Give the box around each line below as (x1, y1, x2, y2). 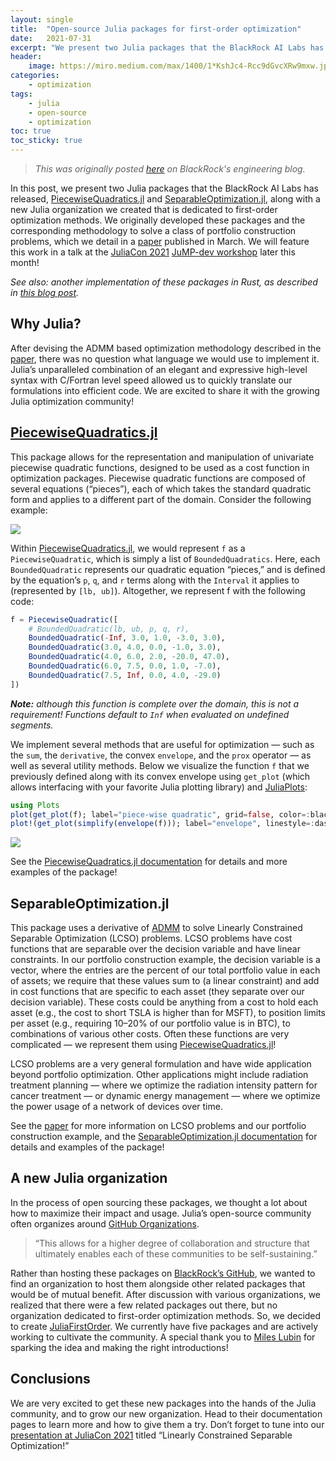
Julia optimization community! (10, 395, 135, 407)
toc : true (10, 126, 52, 136)
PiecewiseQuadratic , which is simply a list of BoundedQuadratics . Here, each (10, 552, 321, 565)
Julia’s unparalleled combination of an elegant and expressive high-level (10, 363, 308, 375)
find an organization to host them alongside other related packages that (10, 1277, 306, 1290)
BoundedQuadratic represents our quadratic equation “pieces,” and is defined (10, 563, 326, 575)
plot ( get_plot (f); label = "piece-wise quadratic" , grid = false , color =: (10, 809, 311, 820)
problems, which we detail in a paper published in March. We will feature (10, 236, 310, 247)
